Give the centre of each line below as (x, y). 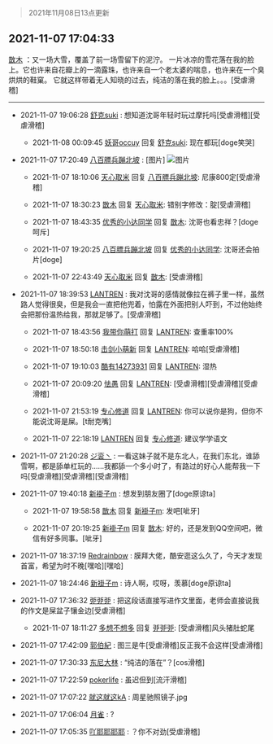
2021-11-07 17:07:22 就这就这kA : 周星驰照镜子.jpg (104, 697)
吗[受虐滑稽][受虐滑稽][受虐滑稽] (74, 476)
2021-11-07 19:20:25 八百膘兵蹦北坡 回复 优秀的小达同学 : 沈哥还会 (143, 249)
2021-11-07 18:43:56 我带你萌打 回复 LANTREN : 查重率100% (133, 331)
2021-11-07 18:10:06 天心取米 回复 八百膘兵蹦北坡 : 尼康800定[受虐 (143, 177)
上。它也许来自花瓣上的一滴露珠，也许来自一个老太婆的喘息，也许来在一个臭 (136, 69)
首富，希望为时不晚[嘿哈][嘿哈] (72, 566)
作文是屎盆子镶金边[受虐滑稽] (76, 611)
